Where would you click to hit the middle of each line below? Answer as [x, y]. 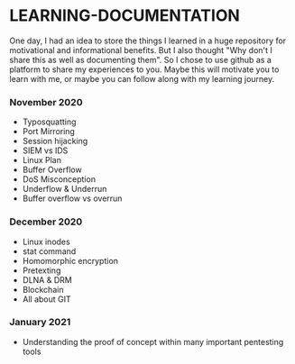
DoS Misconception [59, 179]
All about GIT [47, 299]
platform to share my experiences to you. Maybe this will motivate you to [144, 69]
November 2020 [46, 102]
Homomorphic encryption [70, 260]
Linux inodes [46, 241]
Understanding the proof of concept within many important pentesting [153, 341]
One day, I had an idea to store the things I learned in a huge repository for [148, 41]
